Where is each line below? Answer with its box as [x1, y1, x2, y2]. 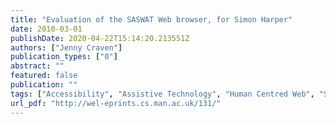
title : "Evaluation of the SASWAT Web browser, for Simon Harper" [10, 14, 293, 25]
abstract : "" [10, 61, 65, 71]
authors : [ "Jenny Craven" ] [10, 42, 123, 53]
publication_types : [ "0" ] [10, 52, 118, 62]
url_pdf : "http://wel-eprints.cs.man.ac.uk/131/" [10, 98, 222, 108]
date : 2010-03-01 [10, 24, 83, 34]
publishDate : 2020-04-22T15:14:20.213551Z [10, 33, 190, 43]
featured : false [10, 71, 78, 81]
